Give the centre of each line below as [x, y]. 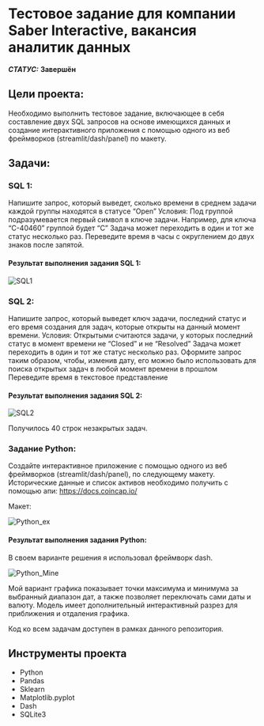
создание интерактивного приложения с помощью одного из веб [119, 130]
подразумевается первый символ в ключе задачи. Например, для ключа [132, 220]
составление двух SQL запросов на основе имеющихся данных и [119, 121]
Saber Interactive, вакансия [103, 30]
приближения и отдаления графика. [69, 613]
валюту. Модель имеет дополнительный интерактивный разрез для [123, 605]
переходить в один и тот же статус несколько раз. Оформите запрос [125, 352]
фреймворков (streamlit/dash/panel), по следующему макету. [112, 475]
